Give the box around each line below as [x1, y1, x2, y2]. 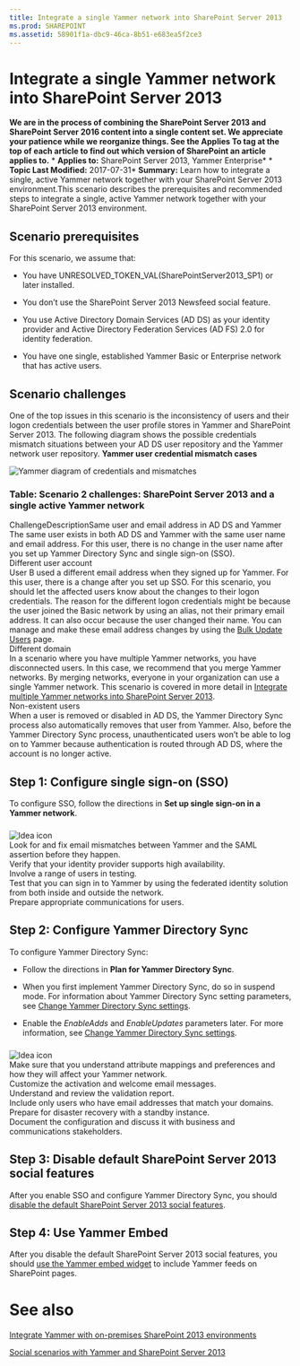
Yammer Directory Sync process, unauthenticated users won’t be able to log [9, 729, 291, 740]
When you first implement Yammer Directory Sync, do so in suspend [21, 981, 276, 992]
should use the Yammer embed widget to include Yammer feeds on [9, 1258, 258, 1269]
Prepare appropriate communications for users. [9, 896, 184, 907]
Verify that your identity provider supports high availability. [9, 858, 226, 869]
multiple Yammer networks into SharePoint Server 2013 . [9, 692, 216, 702]
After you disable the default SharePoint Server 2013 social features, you [9, 1249, 278, 1260]
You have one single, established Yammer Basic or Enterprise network [21, 351, 282, 361]
